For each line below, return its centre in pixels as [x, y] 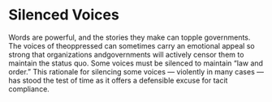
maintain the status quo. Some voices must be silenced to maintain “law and [136, 63]
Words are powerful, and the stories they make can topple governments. [130, 37]
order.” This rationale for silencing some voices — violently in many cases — [136, 71]
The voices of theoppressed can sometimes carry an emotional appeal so [132, 45]
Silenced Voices [64, 15]
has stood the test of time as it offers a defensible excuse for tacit [118, 80]
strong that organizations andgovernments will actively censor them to [126, 54]
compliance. [29, 89]
